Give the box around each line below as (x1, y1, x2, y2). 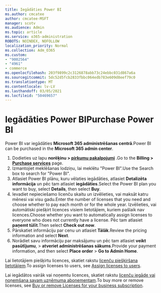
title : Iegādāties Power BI (5, 7, 62, 12)
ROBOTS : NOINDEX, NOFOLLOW (5, 39, 60, 44)
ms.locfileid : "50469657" (5, 93, 57, 98)
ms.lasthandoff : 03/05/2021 (5, 89, 62, 93)
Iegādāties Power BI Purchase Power (5, 114, 154, 125)
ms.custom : (5, 52, 27, 57)
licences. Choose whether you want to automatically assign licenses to (12, 212, 153, 218)
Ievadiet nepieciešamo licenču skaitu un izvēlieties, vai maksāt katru (12, 191, 149, 197)
